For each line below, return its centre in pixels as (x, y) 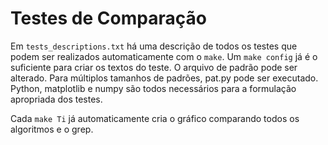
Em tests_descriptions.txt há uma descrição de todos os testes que (154, 46)
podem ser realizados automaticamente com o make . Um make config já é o (164, 56)
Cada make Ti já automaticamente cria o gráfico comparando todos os (155, 118)
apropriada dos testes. (56, 99)
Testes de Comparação (108, 18)
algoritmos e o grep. (52, 129)
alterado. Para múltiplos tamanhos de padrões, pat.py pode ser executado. (164, 78)
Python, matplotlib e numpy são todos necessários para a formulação (153, 88)
